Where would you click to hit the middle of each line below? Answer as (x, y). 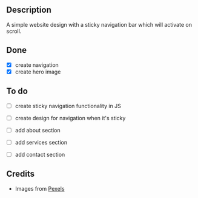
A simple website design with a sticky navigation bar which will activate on (99, 24)
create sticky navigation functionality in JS (68, 106)
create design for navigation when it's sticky (70, 118)
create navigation (37, 65)
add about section (38, 130)
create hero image (38, 72)
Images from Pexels (40, 188)
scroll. (14, 31)
